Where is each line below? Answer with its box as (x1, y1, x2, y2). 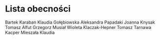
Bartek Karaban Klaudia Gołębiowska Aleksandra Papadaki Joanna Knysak (5, 19, 155, 25)
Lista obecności (5, 3, 71, 14)
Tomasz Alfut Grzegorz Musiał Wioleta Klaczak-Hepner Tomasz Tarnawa (5, 24, 151, 30)
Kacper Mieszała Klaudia (5, 29, 55, 35)
